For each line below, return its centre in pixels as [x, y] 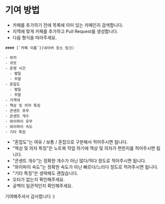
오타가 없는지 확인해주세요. [38, 179]
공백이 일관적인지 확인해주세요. [43, 185]
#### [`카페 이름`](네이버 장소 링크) [40, 48]
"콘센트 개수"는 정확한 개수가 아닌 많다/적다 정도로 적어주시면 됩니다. [79, 160]
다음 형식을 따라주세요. [34, 37]
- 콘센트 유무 [17, 110]
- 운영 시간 [15, 68]
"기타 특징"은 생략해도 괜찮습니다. [45, 173]
